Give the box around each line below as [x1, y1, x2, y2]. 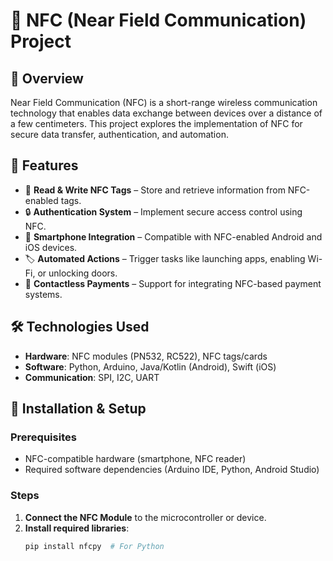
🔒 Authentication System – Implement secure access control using [24, 205, 303, 218]
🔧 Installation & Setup [10, 400, 147, 418]
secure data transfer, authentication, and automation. [10, 129, 229, 140]
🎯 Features [10, 157, 79, 174]
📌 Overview [10, 70, 84, 87]
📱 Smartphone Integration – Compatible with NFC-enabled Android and [24, 230, 323, 243]
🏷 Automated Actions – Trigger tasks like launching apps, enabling [24, 252, 306, 264]
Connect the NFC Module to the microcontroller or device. [24, 511, 267, 523]
